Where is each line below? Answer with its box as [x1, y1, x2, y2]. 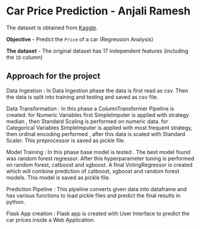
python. [6, 198, 25, 205]
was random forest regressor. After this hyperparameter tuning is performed [6, 155, 195, 162]
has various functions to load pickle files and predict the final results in [6, 192, 181, 199]
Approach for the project [6, 71, 101, 82]
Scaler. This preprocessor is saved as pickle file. [6, 137, 126, 144]
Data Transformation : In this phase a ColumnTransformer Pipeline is [6, 105, 175, 112]
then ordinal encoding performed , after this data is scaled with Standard [6, 130, 186, 137]
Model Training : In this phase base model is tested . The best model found [6, 148, 190, 155]
